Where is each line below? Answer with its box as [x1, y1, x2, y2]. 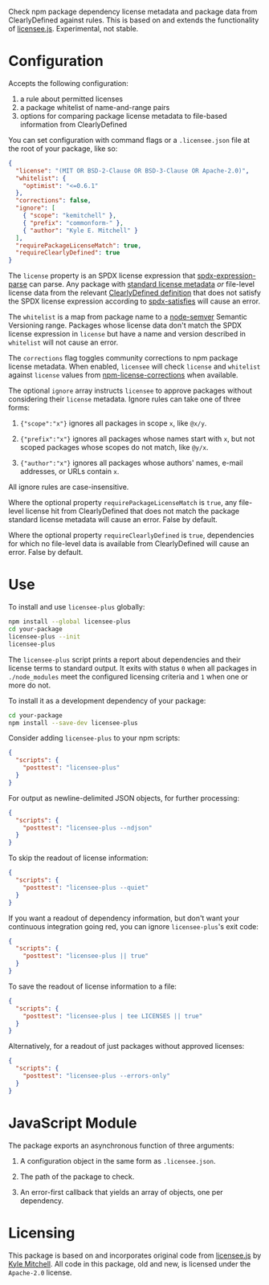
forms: [8, 403, 31, 413]
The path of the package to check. [19, 1172, 135, 1181]
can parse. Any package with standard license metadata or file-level [29, 279, 255, 289]
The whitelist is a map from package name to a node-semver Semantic [8, 312, 247, 322]
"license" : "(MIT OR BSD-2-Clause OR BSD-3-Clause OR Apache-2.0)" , [15, 166, 250, 175]
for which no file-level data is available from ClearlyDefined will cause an [8, 539, 250, 549]
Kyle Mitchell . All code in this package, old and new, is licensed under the [8, 1258, 251, 1268]
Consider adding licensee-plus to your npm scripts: [8, 733, 181, 743]
